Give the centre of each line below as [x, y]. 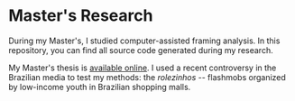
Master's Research [81, 16]
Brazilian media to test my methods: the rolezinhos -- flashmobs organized [147, 77]
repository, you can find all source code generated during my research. [141, 50]
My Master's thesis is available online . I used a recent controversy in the [143, 68]
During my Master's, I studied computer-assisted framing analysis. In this [144, 41]
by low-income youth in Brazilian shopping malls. [100, 87]
